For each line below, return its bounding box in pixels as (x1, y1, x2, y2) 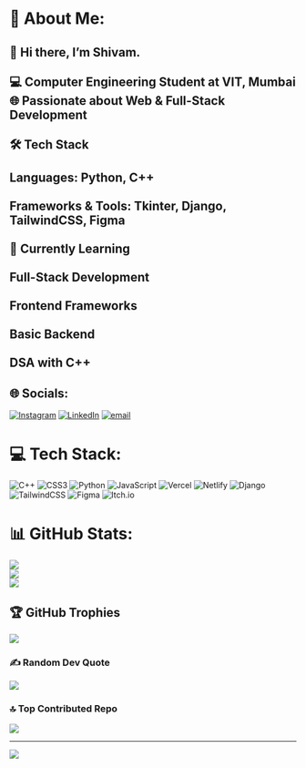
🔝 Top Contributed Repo (9, 702, 118, 715)
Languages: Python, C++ (9, 169, 155, 185)
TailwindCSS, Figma (9, 212, 126, 228)
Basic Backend (9, 326, 96, 342)
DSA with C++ (9, 354, 91, 370)
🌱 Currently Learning (9, 241, 130, 256)
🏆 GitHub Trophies (9, 605, 121, 620)
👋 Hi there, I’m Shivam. (9, 45, 141, 60)
